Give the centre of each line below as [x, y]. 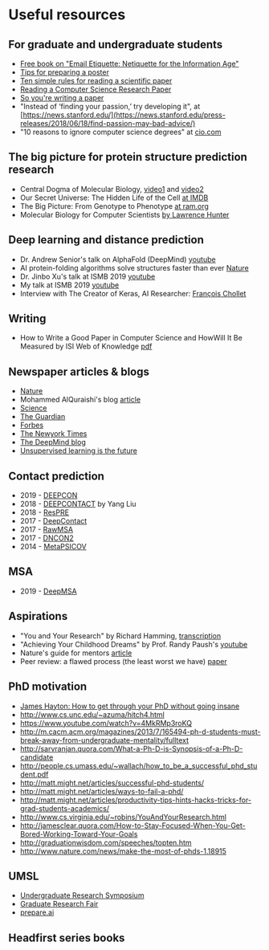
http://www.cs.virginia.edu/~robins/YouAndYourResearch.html [123, 817]
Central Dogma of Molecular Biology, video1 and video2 [112, 189]
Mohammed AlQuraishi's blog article [80, 400]
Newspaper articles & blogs [79, 371]
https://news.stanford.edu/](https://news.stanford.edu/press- [124, 115]
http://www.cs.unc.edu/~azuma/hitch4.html [92, 714]
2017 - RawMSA [47, 530]
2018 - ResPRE [45, 512]
